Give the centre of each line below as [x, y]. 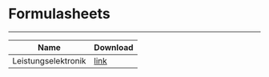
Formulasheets [59, 14]
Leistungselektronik [49, 60]
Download [114, 47]
